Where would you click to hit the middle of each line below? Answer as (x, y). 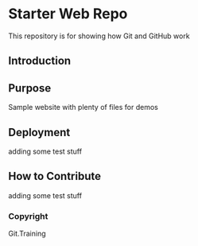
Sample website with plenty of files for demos (83, 107)
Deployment (39, 132)
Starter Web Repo (68, 14)
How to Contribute (55, 176)
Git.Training (27, 234)
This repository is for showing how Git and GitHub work (99, 36)
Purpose (30, 88)
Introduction (40, 61)
